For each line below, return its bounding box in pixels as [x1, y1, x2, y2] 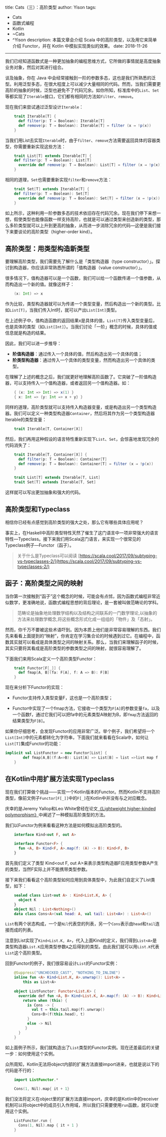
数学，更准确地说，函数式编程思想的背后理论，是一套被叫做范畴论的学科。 [9, 599, 161, 605]
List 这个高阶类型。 [5, 950, 44, 956]
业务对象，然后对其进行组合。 [5, 64, 66, 70]
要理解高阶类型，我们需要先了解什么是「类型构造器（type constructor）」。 [5, 258, 156, 264]
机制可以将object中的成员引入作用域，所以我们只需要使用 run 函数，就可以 [5, 1102, 155, 1108]
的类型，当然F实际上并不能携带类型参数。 [5, 866, 90, 872]
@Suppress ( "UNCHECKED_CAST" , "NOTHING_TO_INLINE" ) [14, 970, 121, 976]
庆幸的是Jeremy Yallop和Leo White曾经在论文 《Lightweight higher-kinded [5, 805, 156, 811]
